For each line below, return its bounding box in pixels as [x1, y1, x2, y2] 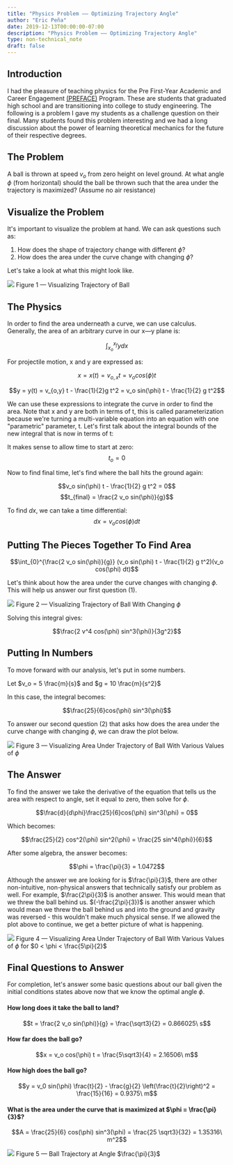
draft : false [7, 42, 45, 49]
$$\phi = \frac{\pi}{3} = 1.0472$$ [68, 862, 166, 870]
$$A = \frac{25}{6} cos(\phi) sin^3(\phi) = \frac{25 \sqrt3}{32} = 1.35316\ [11, 1128, 223, 1136]
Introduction [7, 68, 63, 80]
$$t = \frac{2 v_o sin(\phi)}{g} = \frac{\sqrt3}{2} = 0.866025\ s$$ [23, 1019, 211, 1027]
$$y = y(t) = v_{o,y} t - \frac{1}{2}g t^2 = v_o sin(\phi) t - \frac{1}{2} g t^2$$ [8, 386, 225, 394]
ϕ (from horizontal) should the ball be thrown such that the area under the [7, 179, 219, 187]
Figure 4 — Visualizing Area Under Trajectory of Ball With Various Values [15, 934, 225, 942]
